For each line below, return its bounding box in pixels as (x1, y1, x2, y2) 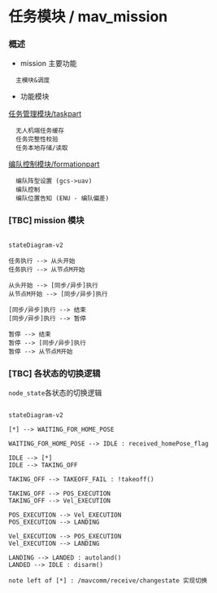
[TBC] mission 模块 (8, 215, 85, 226)
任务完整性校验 (15, 135, 59, 143)
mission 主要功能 (20, 59, 77, 68)
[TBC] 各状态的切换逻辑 (8, 367, 101, 379)
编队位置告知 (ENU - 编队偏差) (15, 195, 110, 203)
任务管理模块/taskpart (8, 109, 82, 119)
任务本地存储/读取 (15, 144, 68, 152)
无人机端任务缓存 (15, 127, 65, 135)
